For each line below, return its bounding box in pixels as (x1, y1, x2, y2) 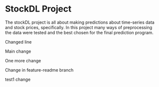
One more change (5, 58, 41, 63)
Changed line (5, 39, 32, 44)
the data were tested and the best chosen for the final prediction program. (5, 29, 154, 35)
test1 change (5, 76, 31, 82)
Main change (5, 48, 32, 54)
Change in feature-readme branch (5, 67, 74, 73)
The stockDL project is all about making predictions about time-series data (5, 19, 155, 25)
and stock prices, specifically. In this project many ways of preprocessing (5, 24, 152, 30)
